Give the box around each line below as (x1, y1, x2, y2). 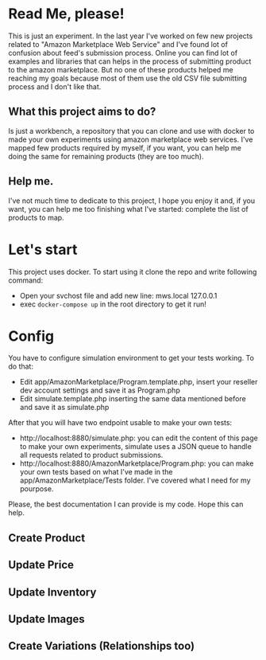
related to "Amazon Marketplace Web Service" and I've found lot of (8, 39, 229, 49)
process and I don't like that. (8, 81, 102, 92)
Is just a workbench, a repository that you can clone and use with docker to (8, 126, 255, 135)
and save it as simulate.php (19, 403, 110, 412)
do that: (8, 361, 34, 371)
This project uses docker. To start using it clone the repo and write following (8, 267, 257, 276)
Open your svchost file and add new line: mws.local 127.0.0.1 (19, 291, 218, 300)
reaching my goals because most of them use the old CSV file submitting (8, 73, 248, 83)
